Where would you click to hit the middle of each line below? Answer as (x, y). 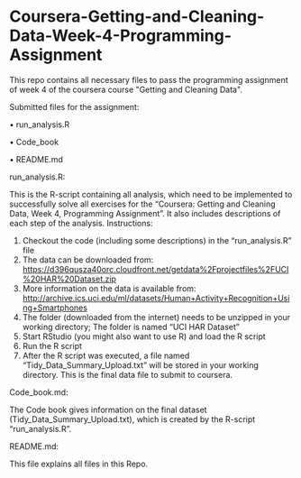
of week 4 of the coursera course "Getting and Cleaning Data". (126, 89)
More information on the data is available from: (109, 288)
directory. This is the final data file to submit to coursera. (127, 374)
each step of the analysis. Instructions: (81, 223)
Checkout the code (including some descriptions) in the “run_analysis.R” (157, 240)
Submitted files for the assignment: (74, 106)
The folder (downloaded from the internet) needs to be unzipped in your (156, 317)
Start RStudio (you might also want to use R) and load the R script (144, 336)
